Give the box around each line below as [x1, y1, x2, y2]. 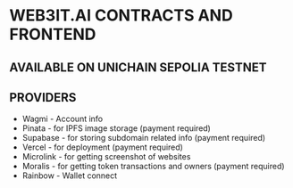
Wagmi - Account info [21, 113, 104, 125]
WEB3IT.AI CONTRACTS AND [9, 5, 234, 26]
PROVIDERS [9, 90, 77, 105]
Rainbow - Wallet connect [21, 170, 118, 181]
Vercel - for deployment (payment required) [21, 142, 183, 152]
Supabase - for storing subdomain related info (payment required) [21, 133, 266, 143]
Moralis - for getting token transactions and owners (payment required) [21, 161, 285, 172]
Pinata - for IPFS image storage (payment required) [21, 123, 212, 134]
